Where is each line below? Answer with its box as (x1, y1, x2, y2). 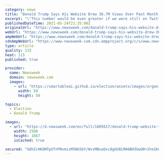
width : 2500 (14, 129, 38, 134)
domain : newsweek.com (9, 75, 54, 80)
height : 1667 (14, 133, 41, 138)
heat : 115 (5, 52, 25, 58)
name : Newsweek (9, 70, 41, 76)
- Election (9, 106, 32, 111)
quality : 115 (5, 48, 32, 53)
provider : (5, 66, 25, 71)
